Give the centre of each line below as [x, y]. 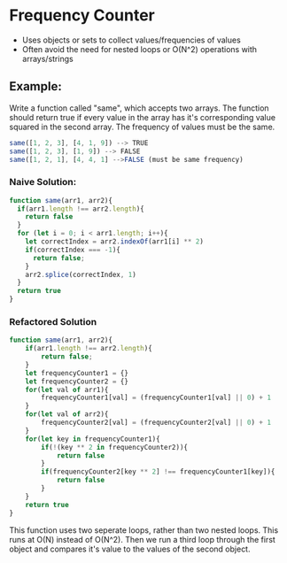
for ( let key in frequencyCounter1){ [93, 439]
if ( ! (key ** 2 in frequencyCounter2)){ [115, 447]
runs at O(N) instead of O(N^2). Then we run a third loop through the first [143, 539]
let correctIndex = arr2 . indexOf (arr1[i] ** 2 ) [114, 242]
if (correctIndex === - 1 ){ [73, 250]
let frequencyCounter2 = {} [77, 382]
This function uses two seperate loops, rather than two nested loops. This [144, 530]
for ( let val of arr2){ [67, 414]
